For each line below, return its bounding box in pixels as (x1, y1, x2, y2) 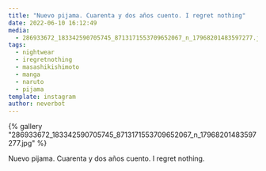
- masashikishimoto (15, 63, 80, 71)
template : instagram (8, 93, 77, 101)
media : (8, 26, 30, 34)
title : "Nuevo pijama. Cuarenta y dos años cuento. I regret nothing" (8, 11, 246, 20)
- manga (15, 70, 41, 78)
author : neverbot (8, 100, 66, 108)
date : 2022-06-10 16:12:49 (8, 19, 97, 27)
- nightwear (15, 48, 55, 56)
